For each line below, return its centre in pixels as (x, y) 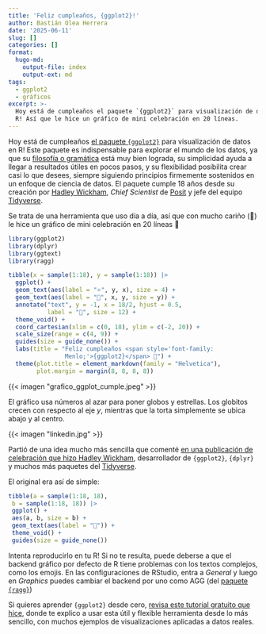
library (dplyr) (33, 246)
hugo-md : (30, 60)
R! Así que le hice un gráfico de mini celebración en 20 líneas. (127, 119)
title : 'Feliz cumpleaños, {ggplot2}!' (74, 15)
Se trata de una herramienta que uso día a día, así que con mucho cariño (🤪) (133, 216)
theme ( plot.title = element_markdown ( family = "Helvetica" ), (118, 363)
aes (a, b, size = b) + (49, 518)
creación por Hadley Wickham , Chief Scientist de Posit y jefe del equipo (125, 192)
